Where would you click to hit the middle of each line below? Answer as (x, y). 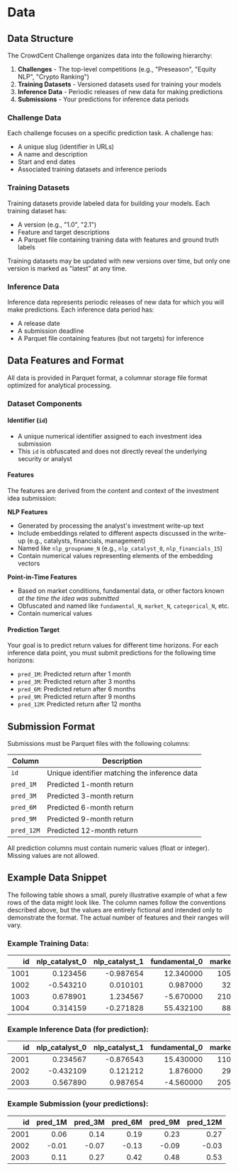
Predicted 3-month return (90, 796)
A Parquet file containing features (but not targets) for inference (110, 338)
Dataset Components (45, 403)
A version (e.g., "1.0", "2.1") (57, 225)
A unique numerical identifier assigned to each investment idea (109, 436)
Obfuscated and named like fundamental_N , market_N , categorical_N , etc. (124, 606)
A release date (39, 323)
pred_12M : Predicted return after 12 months (79, 704)
